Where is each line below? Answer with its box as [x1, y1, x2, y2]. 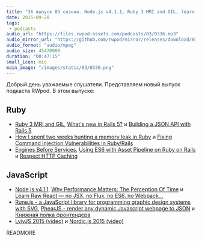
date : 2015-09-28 [6, 14, 50, 20]
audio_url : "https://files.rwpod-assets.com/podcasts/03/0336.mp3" [6, 31, 179, 37]
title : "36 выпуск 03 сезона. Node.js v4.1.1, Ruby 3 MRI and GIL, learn [6, 8, 195, 15]
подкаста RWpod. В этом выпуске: [6, 88, 95, 95]
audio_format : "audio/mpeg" [6, 43, 77, 49]
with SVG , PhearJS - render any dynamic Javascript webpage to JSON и [14, 205, 195, 212]
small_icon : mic [6, 59, 47, 65]
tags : [6, 20, 20, 26]
